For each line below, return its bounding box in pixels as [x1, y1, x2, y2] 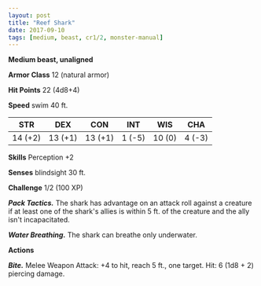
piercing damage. [8, 269, 65, 279]
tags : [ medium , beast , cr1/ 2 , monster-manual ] [8, 33, 164, 42]
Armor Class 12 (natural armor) [8, 70, 110, 79]
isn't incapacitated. [8, 215, 71, 225]
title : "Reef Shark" [8, 19, 76, 27]
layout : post [8, 11, 51, 20]
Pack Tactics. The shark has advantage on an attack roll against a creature [8, 198, 252, 208]
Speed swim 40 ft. [8, 101, 68, 110]
